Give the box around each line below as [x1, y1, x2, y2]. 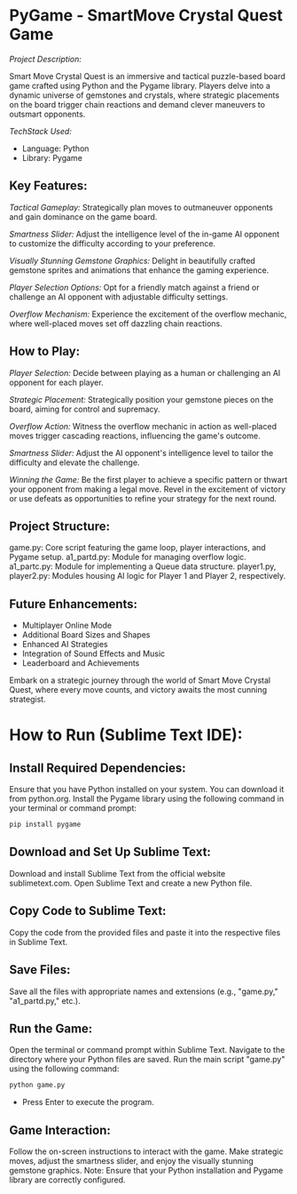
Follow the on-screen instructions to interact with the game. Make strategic [9, 1146, 284, 1157]
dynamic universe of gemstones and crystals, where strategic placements [9, 90, 280, 100]
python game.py [9, 1081, 66, 1090]
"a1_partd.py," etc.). [9, 995, 82, 1006]
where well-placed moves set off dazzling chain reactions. [9, 317, 223, 329]
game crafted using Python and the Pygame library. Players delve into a [9, 80, 270, 91]
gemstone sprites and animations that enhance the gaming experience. [9, 264, 270, 276]
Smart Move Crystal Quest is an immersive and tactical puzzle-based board [9, 70, 286, 81]
